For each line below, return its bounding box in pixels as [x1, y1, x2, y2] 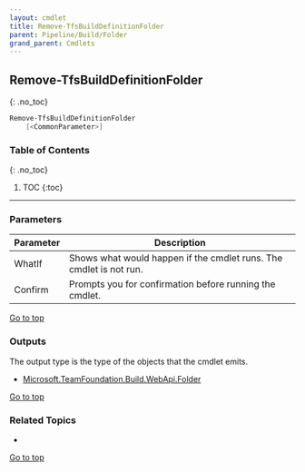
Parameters [9, 213, 62, 226]
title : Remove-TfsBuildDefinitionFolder [9, 22, 165, 31]
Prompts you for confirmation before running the [68, 278, 276, 290]
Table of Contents [9, 143, 91, 156]
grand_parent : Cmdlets [9, 38, 95, 48]
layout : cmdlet [9, 13, 67, 23]
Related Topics [9, 414, 77, 427]
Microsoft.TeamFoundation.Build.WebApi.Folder [22, 373, 202, 384]
